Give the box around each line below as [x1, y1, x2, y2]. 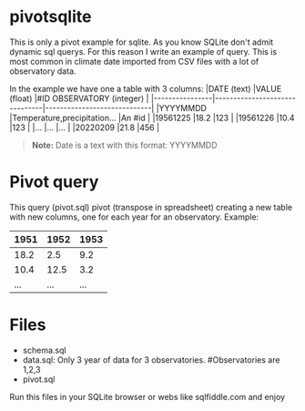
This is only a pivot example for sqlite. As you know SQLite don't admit [9, 36, 274, 47]
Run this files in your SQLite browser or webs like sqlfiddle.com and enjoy [9, 391, 285, 402]
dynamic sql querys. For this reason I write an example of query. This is [9, 46, 278, 57]
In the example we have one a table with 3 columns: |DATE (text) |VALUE [9, 83, 282, 94]
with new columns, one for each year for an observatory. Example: [9, 211, 259, 222]
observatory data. [9, 66, 76, 77]
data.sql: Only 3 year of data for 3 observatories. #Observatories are [22, 354, 280, 365]
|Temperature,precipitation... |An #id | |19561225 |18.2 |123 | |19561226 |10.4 [9, 112, 295, 123]
